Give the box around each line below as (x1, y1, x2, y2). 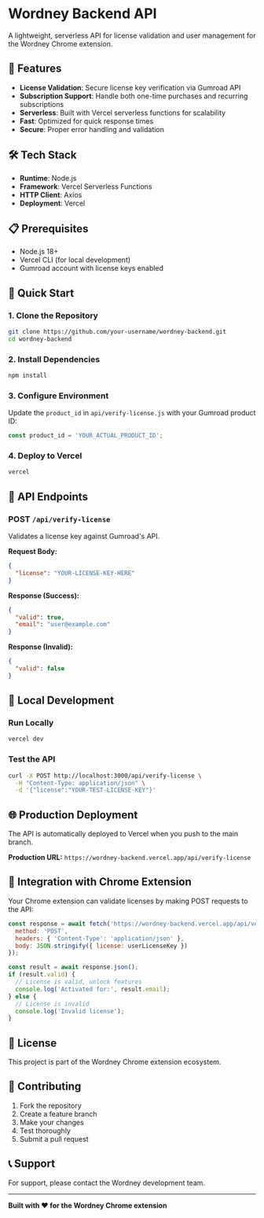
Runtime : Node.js (19, 173, 77, 183)
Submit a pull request (19, 1134, 89, 1143)
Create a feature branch (19, 1109, 97, 1118)
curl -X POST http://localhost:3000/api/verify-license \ (8, 772, 202, 780)
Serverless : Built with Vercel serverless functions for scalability (19, 108, 226, 117)
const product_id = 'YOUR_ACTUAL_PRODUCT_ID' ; (8, 432, 163, 440)
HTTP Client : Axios (19, 190, 82, 199)
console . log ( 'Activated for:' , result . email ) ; (15, 985, 170, 993)
